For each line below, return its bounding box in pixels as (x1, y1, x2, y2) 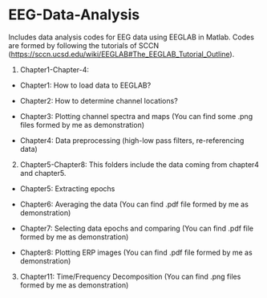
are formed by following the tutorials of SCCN (8, 40, 159, 50)
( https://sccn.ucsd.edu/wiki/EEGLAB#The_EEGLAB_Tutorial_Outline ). (8, 49, 235, 59)
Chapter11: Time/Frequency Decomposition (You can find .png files (19, 271, 241, 281)
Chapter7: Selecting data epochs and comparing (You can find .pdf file (19, 223, 254, 233)
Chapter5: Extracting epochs (19, 183, 115, 194)
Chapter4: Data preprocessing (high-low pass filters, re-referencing (19, 135, 245, 145)
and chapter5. (19, 168, 67, 178)
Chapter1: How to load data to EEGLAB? (19, 80, 152, 90)
